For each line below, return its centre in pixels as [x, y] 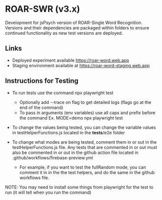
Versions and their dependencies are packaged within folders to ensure [77, 27]
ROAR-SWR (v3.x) [43, 9]
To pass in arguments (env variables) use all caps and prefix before [87, 112]
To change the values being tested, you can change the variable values [84, 127]
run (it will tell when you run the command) [48, 192]
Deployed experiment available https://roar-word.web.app [71, 60]
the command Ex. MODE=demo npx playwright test [71, 118]
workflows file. [35, 177]
